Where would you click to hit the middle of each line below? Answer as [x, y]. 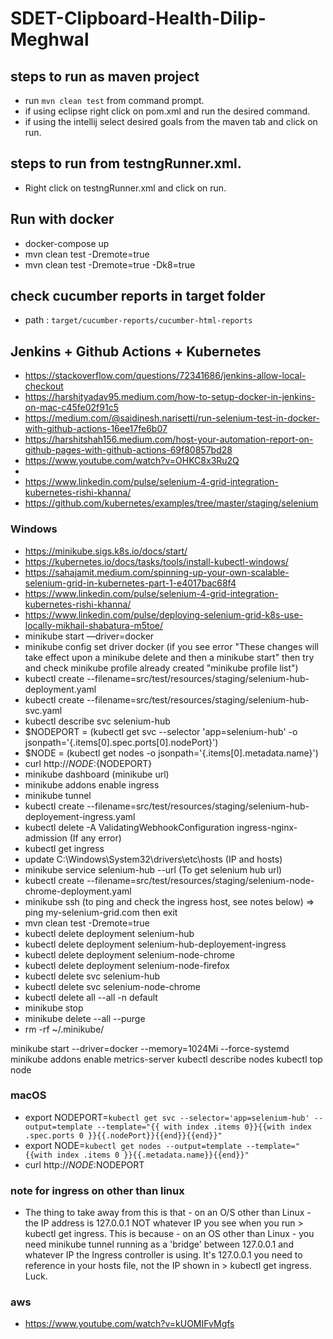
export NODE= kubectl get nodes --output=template [133, 1145]
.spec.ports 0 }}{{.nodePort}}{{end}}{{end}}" [123, 1135]
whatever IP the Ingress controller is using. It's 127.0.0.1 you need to [163, 1255]
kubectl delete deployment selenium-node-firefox [127, 965]
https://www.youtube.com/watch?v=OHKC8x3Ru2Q [132, 461]
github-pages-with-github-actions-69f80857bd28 [128, 450]
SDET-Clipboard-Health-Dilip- [138, 18]
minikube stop [54, 1008]
